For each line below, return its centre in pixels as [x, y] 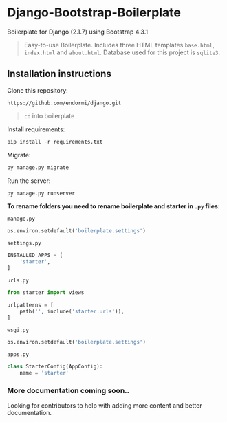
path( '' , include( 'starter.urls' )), [72, 311]
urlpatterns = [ [30, 305]
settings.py [24, 243]
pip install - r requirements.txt [55, 142]
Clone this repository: [38, 90]
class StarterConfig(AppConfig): [55, 367]
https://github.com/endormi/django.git [64, 103]
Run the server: [29, 181]
